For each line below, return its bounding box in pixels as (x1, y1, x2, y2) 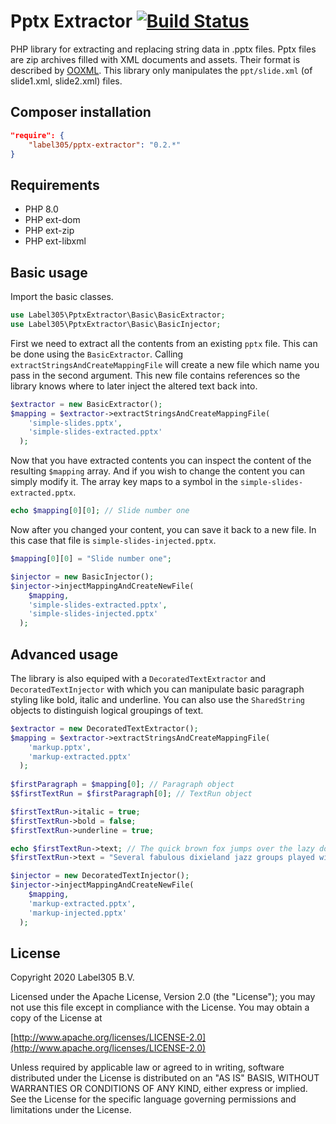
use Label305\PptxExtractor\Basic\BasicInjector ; (10, 319, 222, 329)
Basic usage (10, 264, 88, 281)
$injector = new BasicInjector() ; (10, 571, 155, 582)
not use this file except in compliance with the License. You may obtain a (10, 1001, 310, 1014)
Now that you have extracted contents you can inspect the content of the (10, 455, 312, 467)
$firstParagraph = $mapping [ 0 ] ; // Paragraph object (10, 780, 235, 790)
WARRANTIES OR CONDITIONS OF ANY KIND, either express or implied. (10, 1083, 308, 1095)
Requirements (10, 176, 100, 194)
